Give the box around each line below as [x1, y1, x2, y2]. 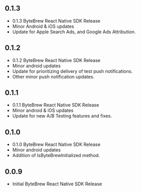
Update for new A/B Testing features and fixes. [12, 113, 112, 119]
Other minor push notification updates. [12, 73, 95, 80]
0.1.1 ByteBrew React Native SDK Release [12, 102, 99, 108]
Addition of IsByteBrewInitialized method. [12, 152, 100, 159]
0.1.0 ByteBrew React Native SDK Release [12, 141, 101, 148]
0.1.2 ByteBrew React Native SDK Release [12, 57, 101, 63]
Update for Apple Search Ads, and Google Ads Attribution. [12, 28, 136, 35]
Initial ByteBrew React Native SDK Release [12, 181, 102, 187]
